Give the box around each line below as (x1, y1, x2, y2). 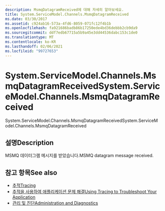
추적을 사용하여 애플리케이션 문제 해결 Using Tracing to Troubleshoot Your (12, 189, 157, 195)
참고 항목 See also (5, 169, 58, 177)
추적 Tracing (12, 182, 36, 188)
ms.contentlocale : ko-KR (5, 40, 56, 44)
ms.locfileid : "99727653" (5, 48, 58, 53)
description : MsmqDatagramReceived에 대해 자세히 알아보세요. (5, 7, 124, 12)
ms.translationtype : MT (5, 35, 54, 40)
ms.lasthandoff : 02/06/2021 (5, 44, 63, 49)
